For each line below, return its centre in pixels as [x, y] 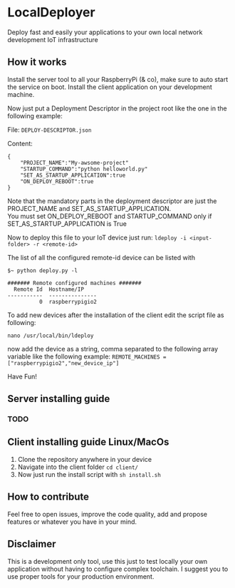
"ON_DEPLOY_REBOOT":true [57, 181]
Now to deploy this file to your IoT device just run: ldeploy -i [97, 237]
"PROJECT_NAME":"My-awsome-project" [75, 163]
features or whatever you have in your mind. [72, 522]
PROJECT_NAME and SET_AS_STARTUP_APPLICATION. [89, 208]
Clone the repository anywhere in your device [85, 459]
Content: [20, 143]
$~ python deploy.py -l [43, 270]
